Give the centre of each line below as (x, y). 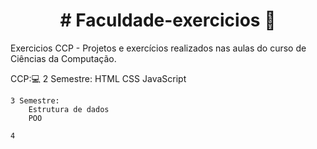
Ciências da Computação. (63, 58)
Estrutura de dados (69, 109)
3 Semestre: (35, 100)
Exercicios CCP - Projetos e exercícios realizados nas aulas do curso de (158, 48)
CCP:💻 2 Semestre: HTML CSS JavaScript (98, 78)
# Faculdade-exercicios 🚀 (168, 20)
